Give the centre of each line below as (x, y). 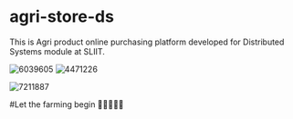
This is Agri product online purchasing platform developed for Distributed (147, 42)
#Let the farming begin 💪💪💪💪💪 (67, 104)
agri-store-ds (62, 17)
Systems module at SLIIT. (57, 51)
